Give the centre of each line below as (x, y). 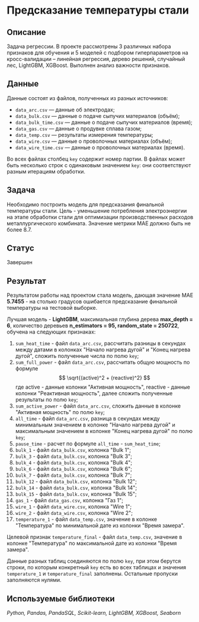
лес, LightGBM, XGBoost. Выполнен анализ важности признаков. (89, 65)
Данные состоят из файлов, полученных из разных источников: (87, 98)
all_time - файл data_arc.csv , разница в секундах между (88, 419)
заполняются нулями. (34, 580)
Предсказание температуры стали (98, 10)
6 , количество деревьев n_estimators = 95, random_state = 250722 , (93, 326)
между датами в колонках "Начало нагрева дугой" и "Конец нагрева (103, 350)
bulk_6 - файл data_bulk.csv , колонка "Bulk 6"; (74, 469)
